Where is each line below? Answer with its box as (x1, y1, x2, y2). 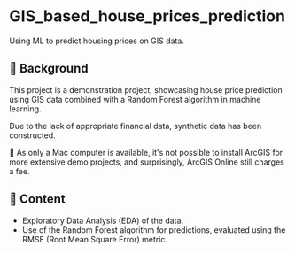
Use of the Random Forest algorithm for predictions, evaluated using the (21, 224, 286, 235)
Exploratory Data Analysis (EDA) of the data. (21, 215, 184, 226)
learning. (9, 103, 42, 114)
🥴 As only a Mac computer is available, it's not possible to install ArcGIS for (9, 147, 283, 157)
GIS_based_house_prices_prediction (9, 6, 286, 27)
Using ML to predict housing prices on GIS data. (9, 35, 184, 46)
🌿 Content (9, 192, 66, 207)
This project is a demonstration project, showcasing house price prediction (9, 84, 283, 95)
